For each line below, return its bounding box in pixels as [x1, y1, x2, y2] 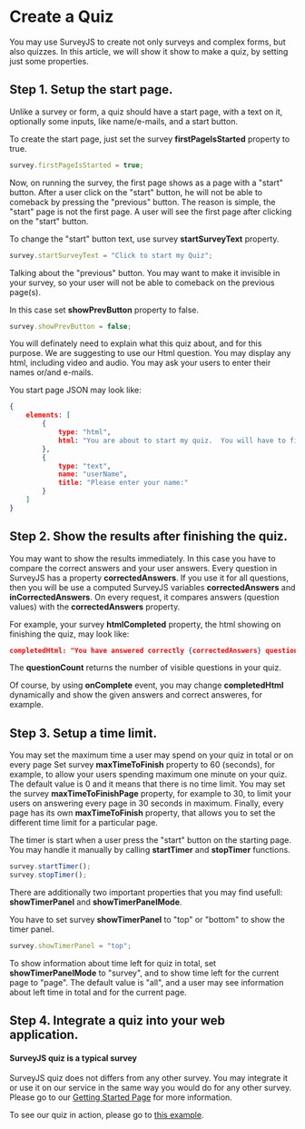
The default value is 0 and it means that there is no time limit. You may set [9, 778, 286, 789]
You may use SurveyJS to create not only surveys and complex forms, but [9, 36, 286, 47]
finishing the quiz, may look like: [9, 629, 130, 639]
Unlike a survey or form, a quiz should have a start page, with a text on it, [9, 106, 283, 117]
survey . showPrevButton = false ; [9, 322, 132, 331]
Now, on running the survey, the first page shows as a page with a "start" [9, 177, 284, 188]
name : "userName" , [57, 470, 128, 479]
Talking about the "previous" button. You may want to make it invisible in [9, 267, 280, 278]
